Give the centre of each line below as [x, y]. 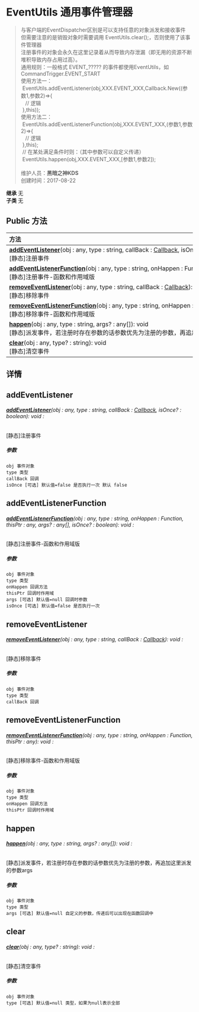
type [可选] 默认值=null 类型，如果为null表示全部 [63, 1003]
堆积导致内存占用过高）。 [51, 59]
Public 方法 [27, 221]
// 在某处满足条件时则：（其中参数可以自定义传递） [83, 152]
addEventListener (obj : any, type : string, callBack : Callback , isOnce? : [94, 410]
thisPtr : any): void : [30, 741]
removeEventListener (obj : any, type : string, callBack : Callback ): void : [95, 640]
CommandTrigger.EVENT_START [60, 73]
